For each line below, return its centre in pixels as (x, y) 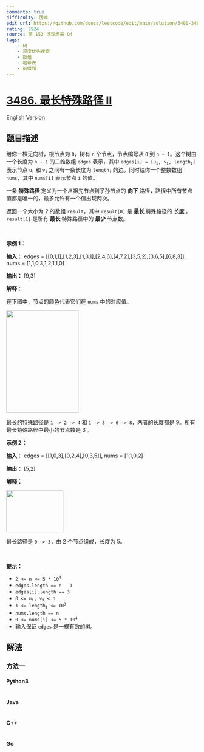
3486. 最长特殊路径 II (59, 100)
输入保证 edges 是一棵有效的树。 (55, 626)
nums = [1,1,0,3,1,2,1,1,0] (36, 263)
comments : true (25, 12)
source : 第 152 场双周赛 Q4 (39, 35)
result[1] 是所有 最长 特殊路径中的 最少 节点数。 (67, 219)
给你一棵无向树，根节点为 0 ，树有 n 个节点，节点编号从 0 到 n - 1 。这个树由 (101, 154)
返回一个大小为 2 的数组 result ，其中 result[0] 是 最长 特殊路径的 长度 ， (99, 211)
